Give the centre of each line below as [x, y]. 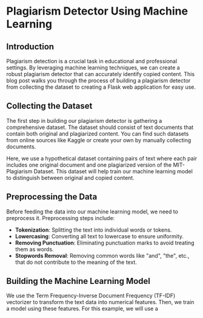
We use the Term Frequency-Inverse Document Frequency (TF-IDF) [91, 296]
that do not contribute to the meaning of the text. [76, 262]
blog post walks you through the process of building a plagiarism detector [98, 81]
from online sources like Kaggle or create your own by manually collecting [99, 140]
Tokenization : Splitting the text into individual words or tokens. [93, 230]
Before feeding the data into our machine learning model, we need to [92, 212]
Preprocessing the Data [52, 197]
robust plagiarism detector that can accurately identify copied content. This [101, 74]
